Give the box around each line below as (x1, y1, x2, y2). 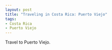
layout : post (5, 7, 32, 12)
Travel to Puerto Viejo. (5, 39, 51, 45)
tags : (5, 16, 16, 21)
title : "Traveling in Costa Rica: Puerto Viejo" (5, 12, 108, 17)
